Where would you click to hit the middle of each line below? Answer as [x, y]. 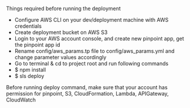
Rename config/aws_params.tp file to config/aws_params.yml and [94, 51]
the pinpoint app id [37, 45]
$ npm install [30, 70]
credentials [28, 26]
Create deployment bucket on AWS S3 [61, 32]
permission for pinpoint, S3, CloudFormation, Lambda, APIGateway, [87, 94]
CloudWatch [21, 100]
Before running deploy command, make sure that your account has [87, 87]
